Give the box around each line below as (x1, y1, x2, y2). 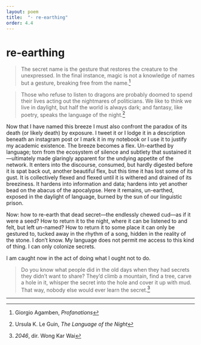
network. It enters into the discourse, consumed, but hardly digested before (6, 161, 193, 168)
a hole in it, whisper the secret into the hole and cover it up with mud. (20, 278, 191, 286)
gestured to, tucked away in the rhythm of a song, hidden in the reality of (6, 230, 187, 237)
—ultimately (6, 154, 36, 162)
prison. (6, 199, 24, 206)
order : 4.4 (6, 20, 33, 26)
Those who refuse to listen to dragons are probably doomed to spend (20, 91, 193, 98)
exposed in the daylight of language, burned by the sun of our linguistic (6, 193, 182, 200)
